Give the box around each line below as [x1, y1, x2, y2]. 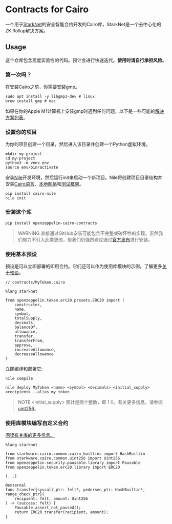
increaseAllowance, [14, 347, 56, 352]
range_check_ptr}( [5, 492, 45, 497]
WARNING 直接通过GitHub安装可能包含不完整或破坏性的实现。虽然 [17, 230, 159, 236]
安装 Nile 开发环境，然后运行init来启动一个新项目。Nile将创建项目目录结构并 [5, 174, 163, 180]
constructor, [14, 302, 42, 307]
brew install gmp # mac [5, 98, 56, 104]
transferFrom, [14, 338, 45, 343]
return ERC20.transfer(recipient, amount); [14, 510, 109, 515]
